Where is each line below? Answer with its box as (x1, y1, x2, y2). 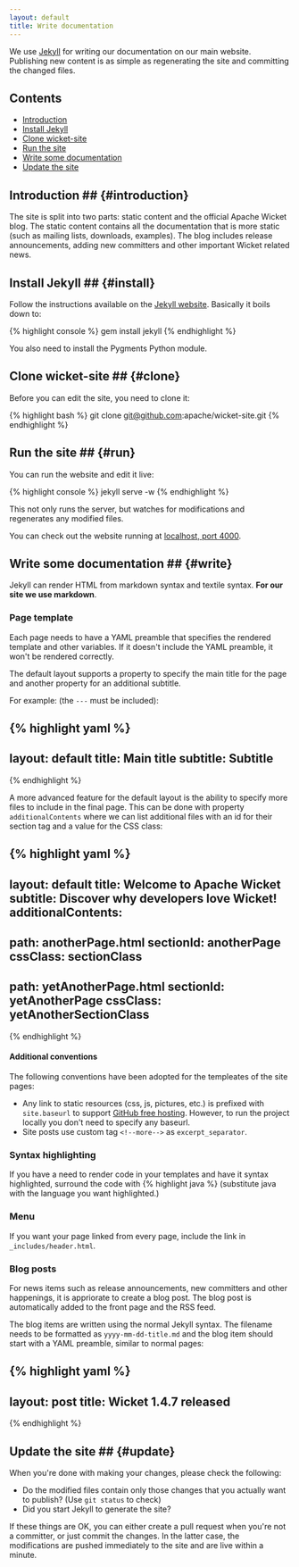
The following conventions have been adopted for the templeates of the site (9, 1071, 288, 1082)
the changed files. (9, 64, 76, 76)
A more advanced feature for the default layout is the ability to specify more (9, 792, 288, 803)
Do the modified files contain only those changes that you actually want (21, 1484, 287, 1496)
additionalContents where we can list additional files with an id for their (9, 811, 273, 821)
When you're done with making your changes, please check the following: (9, 1467, 282, 1478)
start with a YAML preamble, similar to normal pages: (9, 1338, 204, 1348)
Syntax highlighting (9, 1148, 96, 1161)
